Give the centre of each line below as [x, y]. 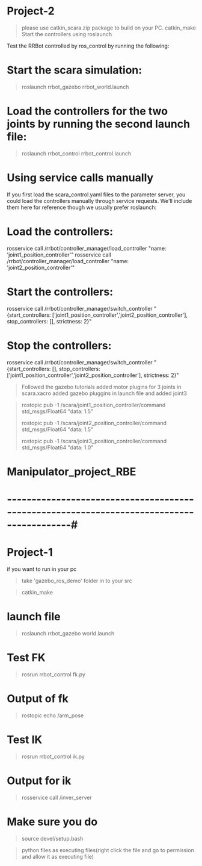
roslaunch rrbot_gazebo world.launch [68, 633]
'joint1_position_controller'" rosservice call [59, 255]
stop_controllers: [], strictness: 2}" [49, 321]
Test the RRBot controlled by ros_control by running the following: [88, 46]
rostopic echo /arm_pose [53, 715]
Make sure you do [52, 822]
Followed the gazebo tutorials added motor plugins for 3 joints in [101, 387]
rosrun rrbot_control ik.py [53, 756]
